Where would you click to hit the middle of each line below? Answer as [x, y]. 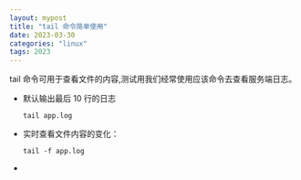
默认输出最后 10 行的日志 [69, 99]
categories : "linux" [49, 43]
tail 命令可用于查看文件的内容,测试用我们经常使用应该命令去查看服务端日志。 [153, 79]
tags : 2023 [30, 52]
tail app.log [47, 116]
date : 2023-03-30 [42, 35]
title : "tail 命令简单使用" [58, 26]
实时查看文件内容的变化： [71, 134]
